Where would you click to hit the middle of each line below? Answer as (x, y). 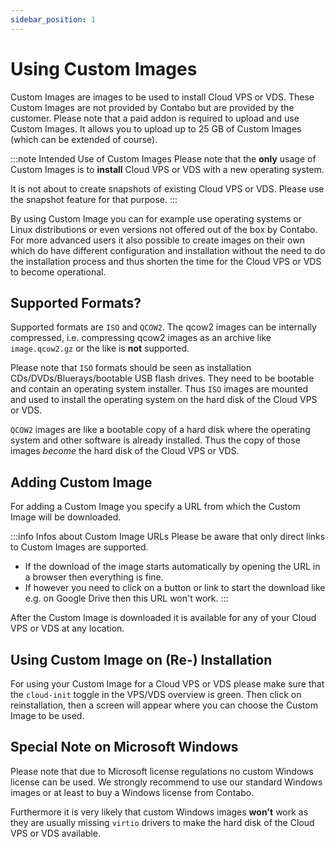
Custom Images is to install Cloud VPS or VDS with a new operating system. (167, 169)
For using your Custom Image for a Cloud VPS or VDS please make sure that (167, 684)
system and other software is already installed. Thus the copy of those (155, 440)
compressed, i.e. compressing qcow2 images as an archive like (141, 338)
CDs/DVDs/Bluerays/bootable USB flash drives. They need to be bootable (162, 378)
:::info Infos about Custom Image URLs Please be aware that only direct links (168, 537)
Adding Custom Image (81, 482)
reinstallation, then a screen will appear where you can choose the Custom (164, 705)
